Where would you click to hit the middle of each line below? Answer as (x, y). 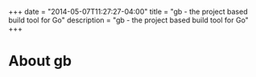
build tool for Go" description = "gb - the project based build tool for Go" (129, 20)
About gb (40, 61)
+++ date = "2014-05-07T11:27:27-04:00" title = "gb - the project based (128, 12)
